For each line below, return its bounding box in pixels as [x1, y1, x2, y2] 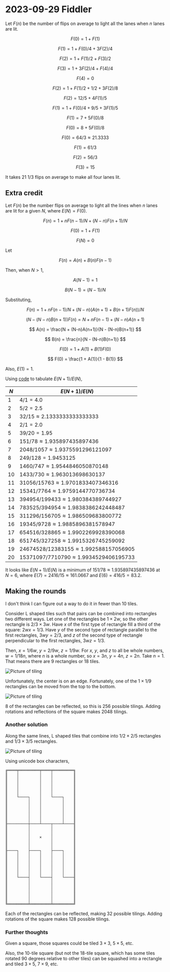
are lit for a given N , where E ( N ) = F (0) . [5, 207, 87, 214]
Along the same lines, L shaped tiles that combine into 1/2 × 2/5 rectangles [5, 732, 161, 739]
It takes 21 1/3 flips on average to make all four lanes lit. [5, 174, 121, 180]
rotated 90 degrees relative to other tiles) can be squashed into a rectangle [5, 956, 162, 962]
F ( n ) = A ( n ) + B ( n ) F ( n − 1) [58, 257, 112, 263]
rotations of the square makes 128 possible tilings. [5, 916, 110, 922]
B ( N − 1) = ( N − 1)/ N [64, 286, 106, 293]
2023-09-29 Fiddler [5, 4, 92, 15]
